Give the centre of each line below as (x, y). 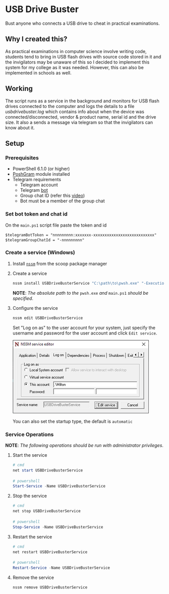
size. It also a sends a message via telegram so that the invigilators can (79, 122)
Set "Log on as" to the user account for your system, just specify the (84, 328)
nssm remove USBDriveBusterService (50, 587)
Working (19, 89)
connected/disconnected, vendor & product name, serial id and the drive (81, 117)
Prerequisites (22, 157)
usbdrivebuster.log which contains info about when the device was (75, 112)
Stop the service (30, 496)
